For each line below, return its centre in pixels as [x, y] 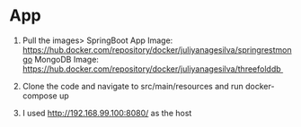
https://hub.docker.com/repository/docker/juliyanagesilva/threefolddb [151, 69]
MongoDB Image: [66, 59]
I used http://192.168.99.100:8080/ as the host [107, 113]
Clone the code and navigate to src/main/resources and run [133, 86]
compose [40, 96]
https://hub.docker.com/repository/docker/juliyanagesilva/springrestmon [157, 49]
